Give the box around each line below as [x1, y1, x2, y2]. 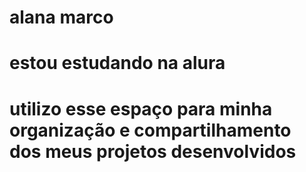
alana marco [9, 6, 114, 29]
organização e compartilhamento [9, 119, 292, 141]
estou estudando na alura [9, 52, 226, 75]
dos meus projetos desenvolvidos [9, 140, 297, 163]
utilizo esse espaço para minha [9, 97, 273, 120]
